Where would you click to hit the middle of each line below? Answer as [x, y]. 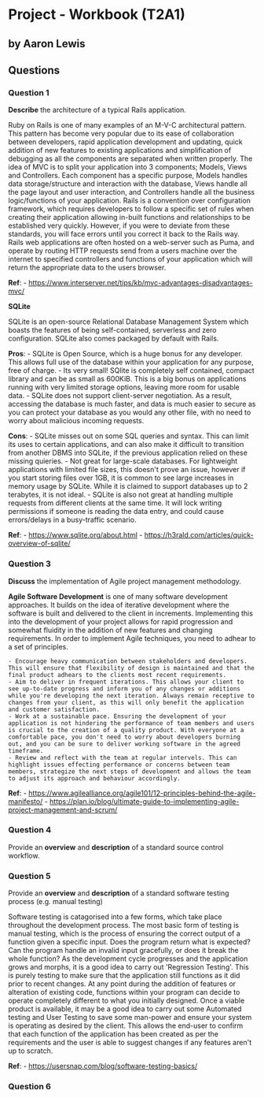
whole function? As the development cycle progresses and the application [128, 958]
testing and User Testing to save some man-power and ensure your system [130, 1018]
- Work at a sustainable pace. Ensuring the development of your [117, 716]
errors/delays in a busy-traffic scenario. [72, 520]
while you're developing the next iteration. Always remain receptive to [132, 695]
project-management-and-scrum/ [63, 810]
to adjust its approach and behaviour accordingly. [94, 778]
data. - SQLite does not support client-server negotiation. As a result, [120, 396]
